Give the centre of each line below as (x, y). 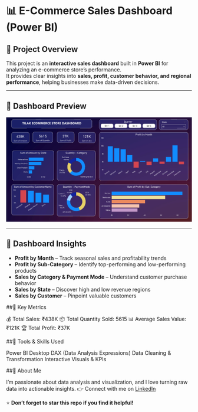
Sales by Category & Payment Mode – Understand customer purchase (101, 277)
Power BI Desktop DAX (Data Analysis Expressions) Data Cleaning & (89, 353)
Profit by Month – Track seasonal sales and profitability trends (90, 258)
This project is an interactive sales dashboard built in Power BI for (87, 63)
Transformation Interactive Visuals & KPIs (56, 359)
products (26, 270)
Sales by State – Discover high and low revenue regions (82, 289)
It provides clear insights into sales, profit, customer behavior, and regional (99, 76)
